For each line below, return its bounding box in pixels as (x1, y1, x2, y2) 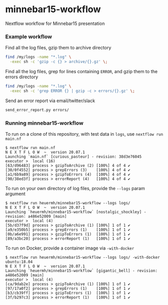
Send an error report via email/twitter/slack (5, 98, 95, 104)
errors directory (5, 74, 39, 80)
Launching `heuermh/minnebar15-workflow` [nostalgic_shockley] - (5, 209, 146, 215)
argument (5, 191, 26, 197)
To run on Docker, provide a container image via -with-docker (5, 245, 135, 251)
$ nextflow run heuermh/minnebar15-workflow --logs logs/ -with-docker (5, 255, 160, 260)
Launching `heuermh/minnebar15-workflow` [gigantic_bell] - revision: (5, 268, 158, 273)
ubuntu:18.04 (5, 259, 33, 264)
